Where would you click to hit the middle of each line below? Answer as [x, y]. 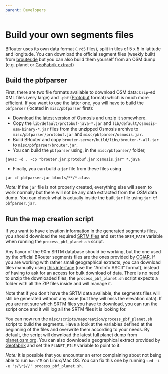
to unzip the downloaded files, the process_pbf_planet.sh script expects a [82, 278]
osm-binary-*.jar [31, 129]
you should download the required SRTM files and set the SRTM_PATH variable [84, 236]
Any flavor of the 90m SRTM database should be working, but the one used [83, 252]
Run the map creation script [49, 219]
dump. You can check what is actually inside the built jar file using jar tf [81, 198]
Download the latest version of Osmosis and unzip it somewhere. [79, 118]
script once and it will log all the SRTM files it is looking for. [66, 309]
